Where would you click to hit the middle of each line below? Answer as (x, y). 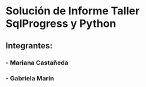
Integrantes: (29, 46)
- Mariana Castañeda (37, 63)
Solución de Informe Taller (73, 11)
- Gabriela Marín (30, 79)
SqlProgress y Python (61, 24)
